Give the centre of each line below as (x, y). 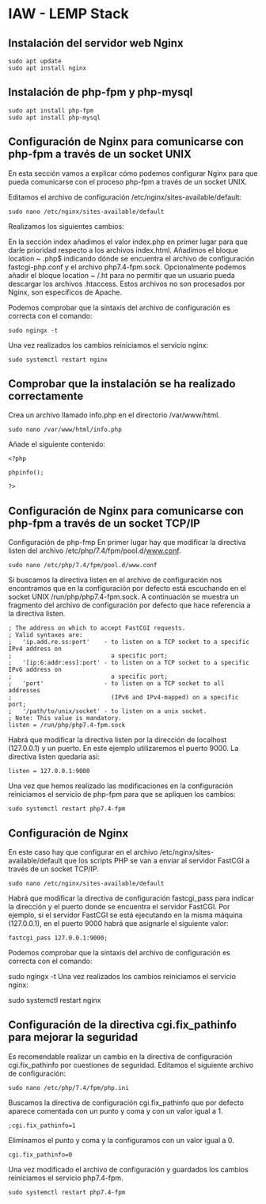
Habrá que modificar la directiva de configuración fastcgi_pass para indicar (131, 898)
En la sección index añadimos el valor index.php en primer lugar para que (128, 242)
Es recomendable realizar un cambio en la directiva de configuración (120, 1056)
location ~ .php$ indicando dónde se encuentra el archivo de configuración (131, 258)
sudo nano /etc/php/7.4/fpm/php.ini (68, 1088)
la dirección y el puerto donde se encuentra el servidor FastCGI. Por (119, 907)
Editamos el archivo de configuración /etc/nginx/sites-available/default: (125, 197)
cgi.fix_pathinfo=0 (40, 1154)
